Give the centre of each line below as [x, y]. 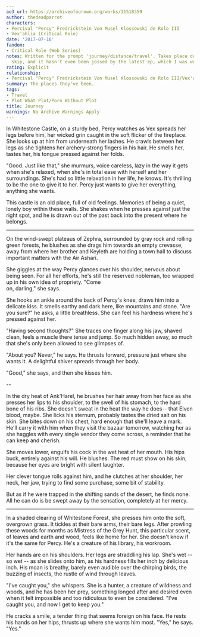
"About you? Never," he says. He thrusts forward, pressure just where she [96, 355]
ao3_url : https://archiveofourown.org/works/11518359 [74, 12]
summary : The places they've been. [50, 84]
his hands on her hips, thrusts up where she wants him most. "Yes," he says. [100, 623]
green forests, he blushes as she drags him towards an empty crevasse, [95, 245]
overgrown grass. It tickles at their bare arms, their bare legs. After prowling [99, 524]
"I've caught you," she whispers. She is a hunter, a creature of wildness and [99, 586]
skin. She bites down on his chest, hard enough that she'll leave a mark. [94, 421]
